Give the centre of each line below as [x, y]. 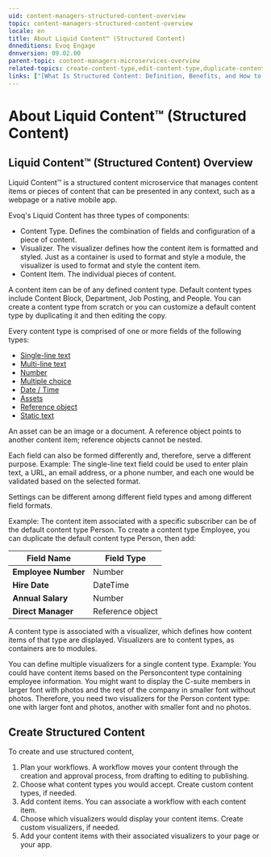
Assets [31, 398]
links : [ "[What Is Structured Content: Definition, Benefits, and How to [135, 76]
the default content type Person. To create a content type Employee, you [129, 530]
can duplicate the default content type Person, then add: [102, 538]
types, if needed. [48, 793]
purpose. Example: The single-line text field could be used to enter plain [128, 464]
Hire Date [31, 585]
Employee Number [49, 572]
